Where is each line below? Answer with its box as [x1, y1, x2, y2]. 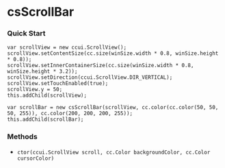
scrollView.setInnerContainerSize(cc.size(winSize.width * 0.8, [7, 62, 194, 69]
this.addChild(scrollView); [7, 92, 88, 99]
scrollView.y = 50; [7, 86, 63, 93]
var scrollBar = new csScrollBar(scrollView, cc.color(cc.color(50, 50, [7, 104, 219, 111]
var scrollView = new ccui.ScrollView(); [7, 44, 127, 51]
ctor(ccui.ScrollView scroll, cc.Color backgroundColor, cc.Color [16, 149, 211, 156]
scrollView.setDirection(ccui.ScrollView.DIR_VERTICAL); [7, 74, 173, 81]
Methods [7, 132, 38, 141]
